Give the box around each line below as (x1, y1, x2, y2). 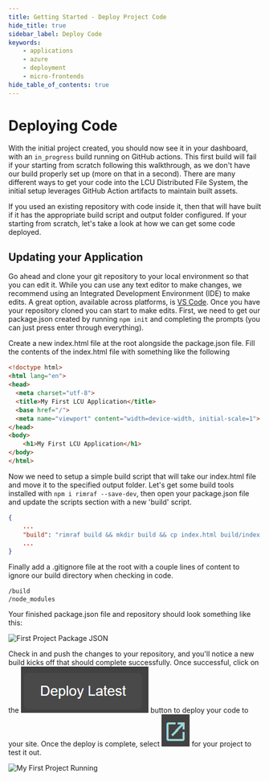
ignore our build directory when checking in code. (8, 571, 174, 581)
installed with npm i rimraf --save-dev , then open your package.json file (8, 488, 250, 498)
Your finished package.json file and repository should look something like (8, 610, 251, 619)
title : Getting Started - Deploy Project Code (8, 13, 167, 21)
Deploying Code (8, 117, 118, 134)
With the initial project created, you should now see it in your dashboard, (8, 143, 249, 153)
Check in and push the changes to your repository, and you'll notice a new (8, 649, 255, 659)
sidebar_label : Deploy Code (8, 30, 103, 38)
